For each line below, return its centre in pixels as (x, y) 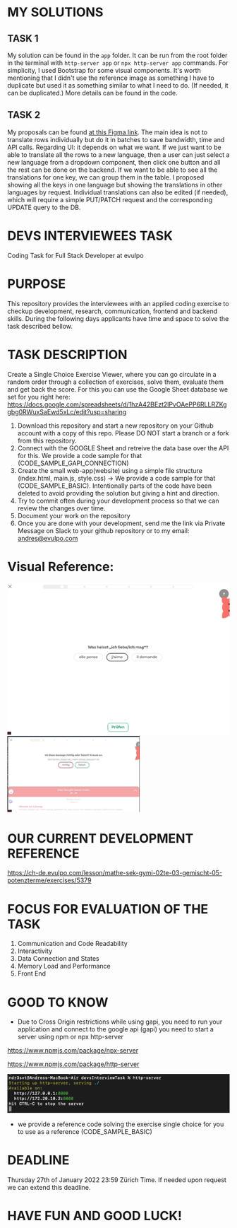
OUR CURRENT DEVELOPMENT (101, 838)
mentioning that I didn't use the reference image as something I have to (111, 78)
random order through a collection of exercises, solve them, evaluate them (116, 382)
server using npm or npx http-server (70, 1037)
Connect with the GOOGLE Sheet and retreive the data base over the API (123, 448)
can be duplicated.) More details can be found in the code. (92, 93)
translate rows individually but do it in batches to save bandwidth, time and (116, 139)
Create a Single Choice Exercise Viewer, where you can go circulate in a (112, 374)
